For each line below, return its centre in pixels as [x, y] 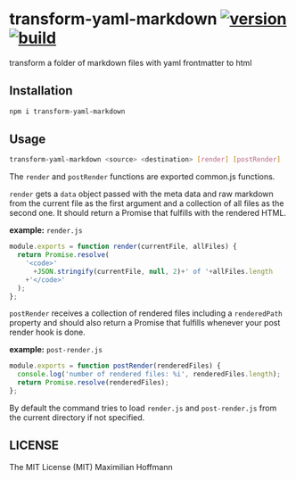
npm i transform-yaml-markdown [67, 112]
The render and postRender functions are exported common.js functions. [142, 177]
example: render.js [46, 230]
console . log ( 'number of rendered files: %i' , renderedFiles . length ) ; [149, 375]
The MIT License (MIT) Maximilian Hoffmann [91, 467]
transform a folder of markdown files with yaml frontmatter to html [131, 62]
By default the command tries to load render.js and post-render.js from [143, 408]
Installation [41, 91]
